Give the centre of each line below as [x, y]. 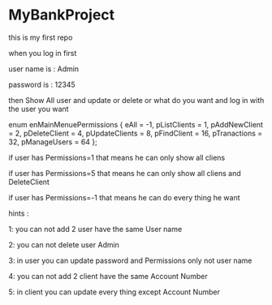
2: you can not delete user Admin [64, 244]
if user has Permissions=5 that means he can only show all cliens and [125, 173]
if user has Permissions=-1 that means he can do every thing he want [125, 197]
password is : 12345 [42, 84]
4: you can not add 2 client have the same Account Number [108, 276]
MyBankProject [62, 15]
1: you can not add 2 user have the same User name [95, 229]
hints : [19, 213]
